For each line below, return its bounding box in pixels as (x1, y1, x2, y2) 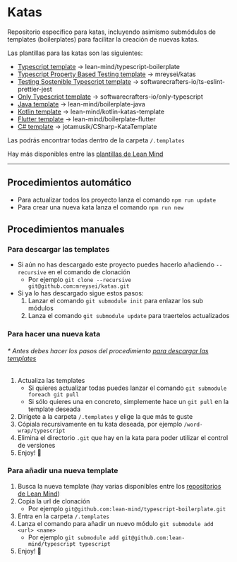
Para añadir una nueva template (7, 466, 119, 476)
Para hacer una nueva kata (7, 329, 101, 339)
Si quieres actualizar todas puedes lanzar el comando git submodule (28, 384, 227, 392)
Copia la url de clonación (17, 496, 90, 505)
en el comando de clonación (48, 268, 130, 276)
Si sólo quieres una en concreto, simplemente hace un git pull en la (28, 397, 229, 405)
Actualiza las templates (17, 376, 85, 384)
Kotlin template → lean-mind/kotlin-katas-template (17, 107, 164, 116)
